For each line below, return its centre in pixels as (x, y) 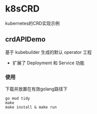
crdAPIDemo (25, 39)
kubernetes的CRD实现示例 (32, 23)
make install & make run (31, 107)
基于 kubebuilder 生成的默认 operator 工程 (48, 52)
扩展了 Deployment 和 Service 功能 (48, 63)
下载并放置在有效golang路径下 (36, 89)
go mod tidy (17, 98)
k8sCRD (22, 9)
